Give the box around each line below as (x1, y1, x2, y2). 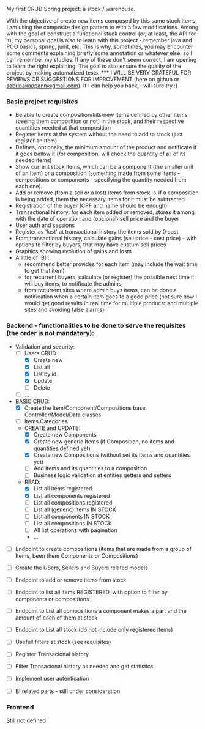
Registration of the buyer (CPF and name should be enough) (15, 202, 168, 210)
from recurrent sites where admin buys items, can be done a (24, 287, 177, 294)
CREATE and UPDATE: (24, 424, 81, 432)
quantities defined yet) (33, 445, 91, 452)
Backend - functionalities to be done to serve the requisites (6, 321, 187, 330)
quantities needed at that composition (15, 124, 111, 131)
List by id (33, 370, 57, 377)
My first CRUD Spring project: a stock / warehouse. (6, 6, 136, 12)
